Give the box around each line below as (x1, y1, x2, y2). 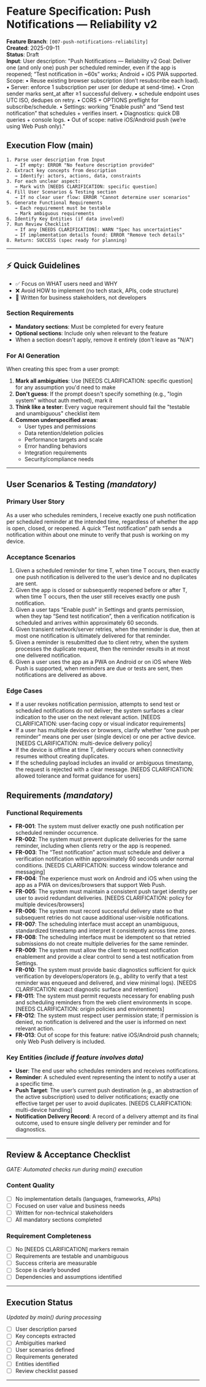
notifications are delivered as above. (15, 671, 107, 679)
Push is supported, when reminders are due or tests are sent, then (15, 665, 183, 672)
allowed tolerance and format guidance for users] (15, 772, 141, 779)
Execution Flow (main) (6, 140, 94, 151)
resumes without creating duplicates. (15, 752, 109, 760)
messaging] (15, 868, 45, 876)
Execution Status (6, 1297, 74, 1308)
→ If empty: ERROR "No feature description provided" (14, 162, 155, 168)
